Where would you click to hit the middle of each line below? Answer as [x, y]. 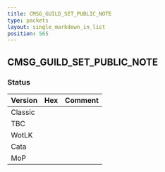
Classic [23, 112]
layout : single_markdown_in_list [56, 27]
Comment [81, 100]
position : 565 [28, 33]
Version [24, 100]
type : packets [28, 20]
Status [19, 82]
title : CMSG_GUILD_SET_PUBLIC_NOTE [60, 14]
